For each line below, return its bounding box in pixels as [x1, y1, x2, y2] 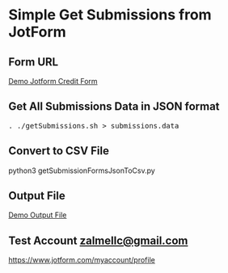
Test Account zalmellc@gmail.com [8, 233, 188, 247]
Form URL [8, 55, 59, 69]
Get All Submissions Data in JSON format [8, 99, 220, 114]
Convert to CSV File [8, 144, 109, 158]
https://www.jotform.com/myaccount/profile [8, 255, 155, 265]
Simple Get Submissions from [8, 6, 212, 24]
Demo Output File [8, 210, 67, 220]
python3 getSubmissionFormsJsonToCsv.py [8, 166, 155, 175]
